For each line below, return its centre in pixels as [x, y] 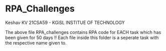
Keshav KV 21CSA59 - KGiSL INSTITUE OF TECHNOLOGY [65, 22]
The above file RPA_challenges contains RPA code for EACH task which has [83, 32]
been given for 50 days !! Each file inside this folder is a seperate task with [82, 37]
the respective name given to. [36, 42]
